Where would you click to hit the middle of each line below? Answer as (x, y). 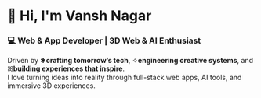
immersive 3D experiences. (51, 86)
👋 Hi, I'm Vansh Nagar (80, 16)
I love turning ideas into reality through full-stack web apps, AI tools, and (125, 78)
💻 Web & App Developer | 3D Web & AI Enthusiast (104, 40)
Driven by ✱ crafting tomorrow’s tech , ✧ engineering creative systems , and (130, 61)
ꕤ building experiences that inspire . (66, 68)
